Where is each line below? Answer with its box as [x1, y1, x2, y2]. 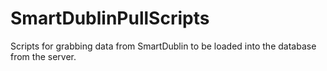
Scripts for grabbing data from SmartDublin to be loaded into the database [10, 40, 317, 52]
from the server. [10, 50, 77, 62]
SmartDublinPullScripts [10, 7, 210, 30]
